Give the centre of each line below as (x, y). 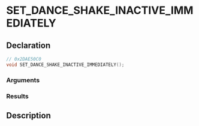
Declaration (28, 45)
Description (28, 115)
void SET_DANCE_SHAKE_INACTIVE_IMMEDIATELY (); (65, 64)
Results (17, 96)
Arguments (23, 80)
